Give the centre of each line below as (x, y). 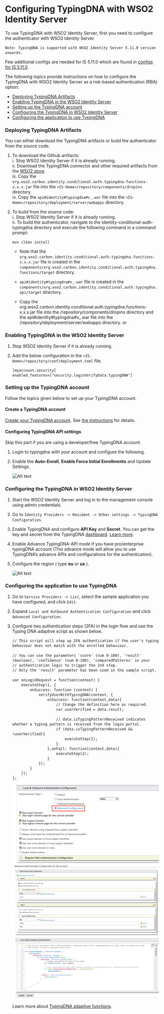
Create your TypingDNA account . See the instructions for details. (70, 420)
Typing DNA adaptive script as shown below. (57, 631)
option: (12, 87)
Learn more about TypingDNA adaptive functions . (62, 1006)
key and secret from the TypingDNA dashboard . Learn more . (73, 534)
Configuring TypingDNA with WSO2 (79, 9)
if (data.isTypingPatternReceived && (94, 729)
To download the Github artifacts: (46, 156)
